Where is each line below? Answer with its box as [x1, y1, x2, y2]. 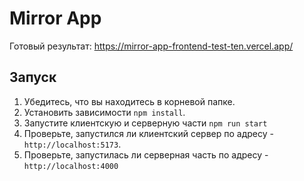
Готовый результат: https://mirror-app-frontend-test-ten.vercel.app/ [9, 40, 294, 52]
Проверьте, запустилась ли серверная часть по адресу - [23, 148, 269, 161]
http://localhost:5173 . [23, 138, 122, 150]
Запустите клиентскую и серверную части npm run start [23, 117, 268, 129]
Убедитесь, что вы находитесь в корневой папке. [23, 95, 236, 107]
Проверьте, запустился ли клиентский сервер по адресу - [23, 127, 274, 139]
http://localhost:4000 [23, 161, 119, 171]
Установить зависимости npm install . [23, 106, 186, 118]
